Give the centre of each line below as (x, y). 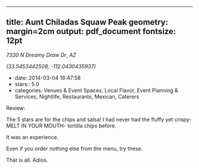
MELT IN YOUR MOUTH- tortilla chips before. (61, 126)
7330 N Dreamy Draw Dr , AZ (41, 55)
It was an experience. (32, 137)
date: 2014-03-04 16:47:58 (48, 78)
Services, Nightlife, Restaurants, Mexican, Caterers (77, 96)
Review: (16, 108)
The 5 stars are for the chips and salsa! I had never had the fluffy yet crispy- (99, 119)
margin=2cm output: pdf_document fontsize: (91, 32)
